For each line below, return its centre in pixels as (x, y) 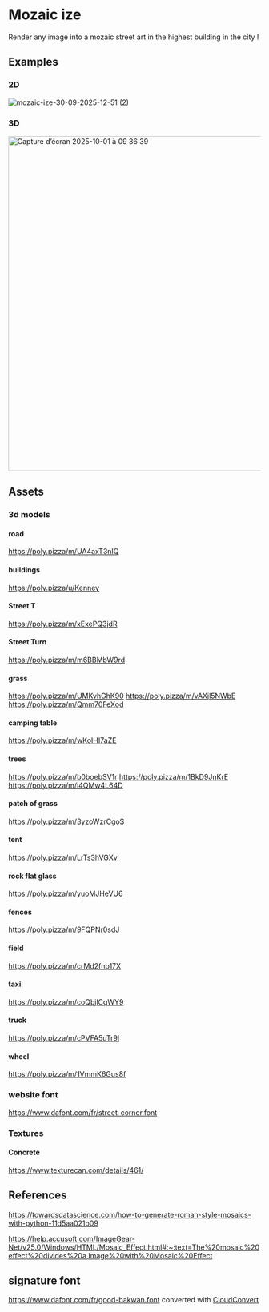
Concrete (24, 1152)
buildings (24, 570)
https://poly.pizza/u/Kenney (54, 588)
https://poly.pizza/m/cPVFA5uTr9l (64, 1038)
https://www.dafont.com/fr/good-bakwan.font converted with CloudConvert (134, 1300)
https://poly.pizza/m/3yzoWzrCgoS (66, 821)
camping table (33, 723)
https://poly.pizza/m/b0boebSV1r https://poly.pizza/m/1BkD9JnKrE (118, 776)
